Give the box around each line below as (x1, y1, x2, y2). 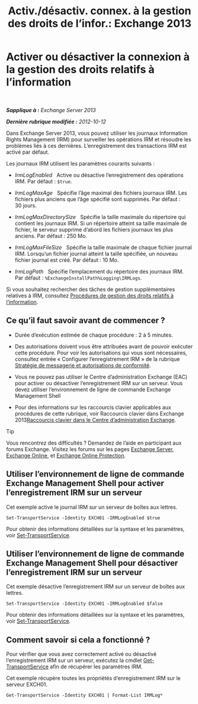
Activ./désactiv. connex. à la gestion (8, 4, 191, 18)
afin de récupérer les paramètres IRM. (50, 663, 143, 670)
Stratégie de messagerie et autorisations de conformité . (14, 361, 151, 369)
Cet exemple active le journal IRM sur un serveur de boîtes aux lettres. (6, 503, 178, 510)
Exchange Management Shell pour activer (6, 478, 164, 489)
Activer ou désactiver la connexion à (6, 50, 190, 64)
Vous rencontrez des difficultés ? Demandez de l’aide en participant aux (6, 439, 182, 446)
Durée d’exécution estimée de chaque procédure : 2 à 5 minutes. (14, 331, 173, 338)
